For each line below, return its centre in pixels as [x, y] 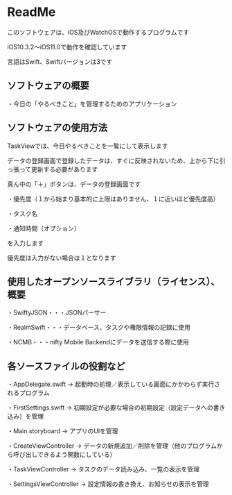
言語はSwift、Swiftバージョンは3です [60, 61]
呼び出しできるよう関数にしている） [64, 455]
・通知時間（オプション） [44, 228]
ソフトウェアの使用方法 [57, 128]
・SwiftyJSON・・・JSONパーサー [57, 312]
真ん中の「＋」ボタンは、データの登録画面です [74, 184]
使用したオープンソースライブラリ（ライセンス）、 [114, 282]
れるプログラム [28, 393]
